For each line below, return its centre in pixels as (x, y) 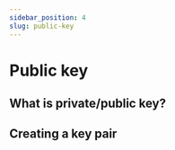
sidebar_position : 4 (48, 18)
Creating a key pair (63, 134)
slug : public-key (42, 26)
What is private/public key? (87, 104)
